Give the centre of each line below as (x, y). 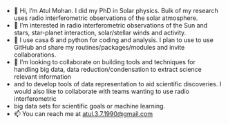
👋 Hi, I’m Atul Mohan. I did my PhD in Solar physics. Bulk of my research (116, 11)
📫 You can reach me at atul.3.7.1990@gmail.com (83, 114)
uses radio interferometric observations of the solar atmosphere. (106, 18)
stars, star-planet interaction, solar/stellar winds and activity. (100, 32)
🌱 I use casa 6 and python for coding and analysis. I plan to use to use (114, 40)
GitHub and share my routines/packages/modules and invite (99, 47)
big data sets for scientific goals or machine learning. (89, 106)
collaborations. (35, 55)
